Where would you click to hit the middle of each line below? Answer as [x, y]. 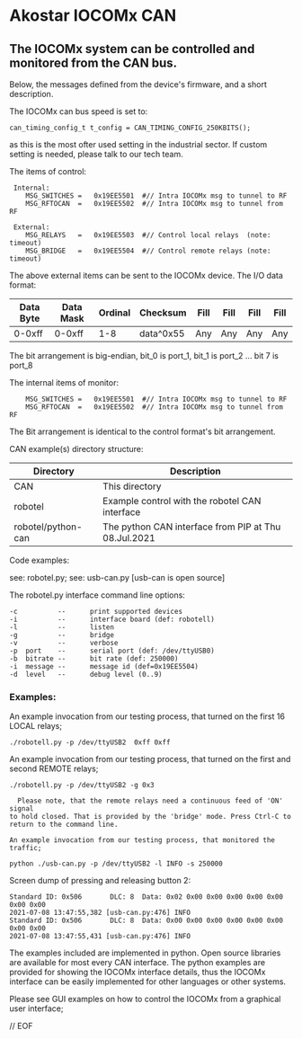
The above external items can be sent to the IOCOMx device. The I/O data [146, 275]
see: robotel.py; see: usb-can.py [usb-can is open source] [117, 577]
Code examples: [40, 560]
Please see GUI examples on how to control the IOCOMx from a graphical [145, 999]
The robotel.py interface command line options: [98, 595]
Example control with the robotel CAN [182, 501]
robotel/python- [48, 527]
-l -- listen [62, 627]
